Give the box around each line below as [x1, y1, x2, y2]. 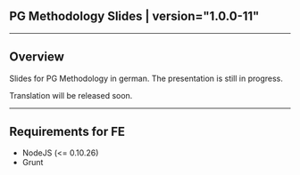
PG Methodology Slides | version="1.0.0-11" [9, 9, 260, 24]
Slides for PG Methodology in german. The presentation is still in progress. [9, 73, 284, 84]
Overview [9, 50, 65, 65]
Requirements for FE [9, 124, 126, 139]
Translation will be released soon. [9, 90, 133, 100]
